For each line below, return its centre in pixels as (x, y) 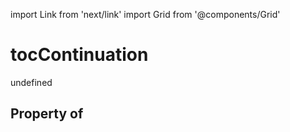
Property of (47, 114)
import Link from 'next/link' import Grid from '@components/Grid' (145, 14)
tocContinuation (79, 55)
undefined (31, 82)
